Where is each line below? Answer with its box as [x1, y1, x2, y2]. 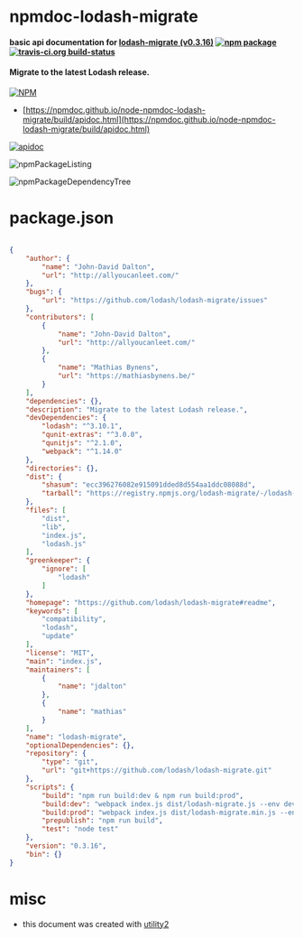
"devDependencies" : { [25, 413, 106, 423]
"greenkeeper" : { [25, 556, 91, 565]
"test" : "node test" [41, 824, 119, 834]
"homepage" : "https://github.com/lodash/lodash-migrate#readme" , [25, 598, 277, 607]
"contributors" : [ [25, 312, 95, 321]
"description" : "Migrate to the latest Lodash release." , [25, 404, 248, 414]
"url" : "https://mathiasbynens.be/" [57, 372, 196, 381]
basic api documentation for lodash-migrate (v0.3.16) [9, 36, 215, 47]
